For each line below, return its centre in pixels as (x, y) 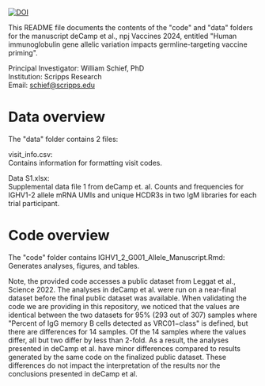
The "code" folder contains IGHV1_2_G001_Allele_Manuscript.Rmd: (117, 257)
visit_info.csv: (30, 154)
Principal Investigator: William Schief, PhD (76, 68)
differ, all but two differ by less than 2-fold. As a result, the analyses (119, 340)
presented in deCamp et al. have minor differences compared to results (125, 348)
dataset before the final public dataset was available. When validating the (128, 298)
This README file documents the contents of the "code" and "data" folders (131, 27)
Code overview (59, 236)
